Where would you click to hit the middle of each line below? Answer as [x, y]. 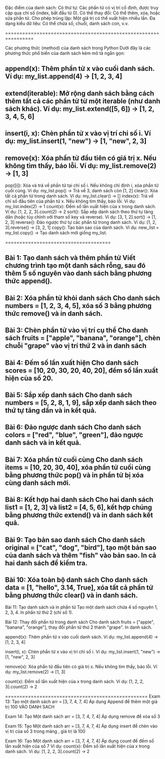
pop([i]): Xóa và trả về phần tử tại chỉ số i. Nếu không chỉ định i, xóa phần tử [82, 185]
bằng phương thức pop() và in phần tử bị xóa [74, 475]
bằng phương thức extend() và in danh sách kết [79, 515]
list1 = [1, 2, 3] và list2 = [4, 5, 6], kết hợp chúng [79, 508]
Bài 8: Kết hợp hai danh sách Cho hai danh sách [79, 500]
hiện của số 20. [29, 378]
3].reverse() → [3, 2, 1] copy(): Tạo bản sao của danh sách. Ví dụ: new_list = [82, 227]
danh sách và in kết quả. [43, 443]
